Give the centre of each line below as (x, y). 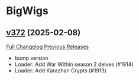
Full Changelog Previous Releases (48, 46)
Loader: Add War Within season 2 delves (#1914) (74, 64)
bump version (31, 58)
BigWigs (27, 11)
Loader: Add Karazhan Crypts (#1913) (61, 71)
